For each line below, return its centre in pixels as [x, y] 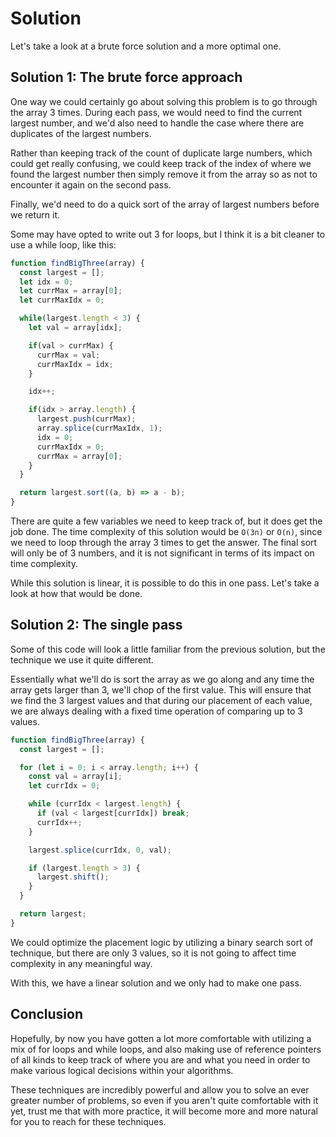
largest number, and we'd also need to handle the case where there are [157, 123]
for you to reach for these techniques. [88, 1121]
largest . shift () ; [73, 877]
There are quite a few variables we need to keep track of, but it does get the [166, 521]
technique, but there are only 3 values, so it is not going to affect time [153, 953]
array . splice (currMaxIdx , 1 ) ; [99, 428]
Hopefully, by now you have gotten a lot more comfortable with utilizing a [161, 1038]
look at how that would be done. [76, 593]
